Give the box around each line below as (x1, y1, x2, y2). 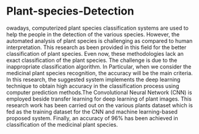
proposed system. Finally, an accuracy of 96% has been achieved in (6, 114, 178, 122)
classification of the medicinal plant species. (6, 121, 118, 128)
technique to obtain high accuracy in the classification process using (6, 82, 179, 89)
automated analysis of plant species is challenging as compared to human (6, 37, 193, 44)
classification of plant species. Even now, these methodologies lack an (6, 50, 184, 57)
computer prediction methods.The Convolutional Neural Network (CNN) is (6, 89, 192, 96)
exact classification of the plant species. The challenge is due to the (6, 56, 178, 64)
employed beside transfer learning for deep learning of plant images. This (6, 95, 192, 102)
